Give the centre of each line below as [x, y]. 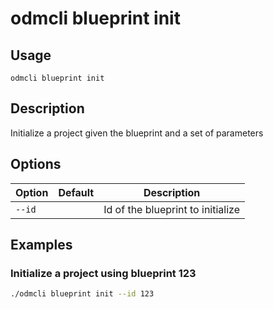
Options [36, 164]
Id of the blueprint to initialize [171, 209]
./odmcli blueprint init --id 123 [82, 294]
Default [76, 192]
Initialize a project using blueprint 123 [103, 273]
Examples [41, 245]
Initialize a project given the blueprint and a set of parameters [137, 133]
